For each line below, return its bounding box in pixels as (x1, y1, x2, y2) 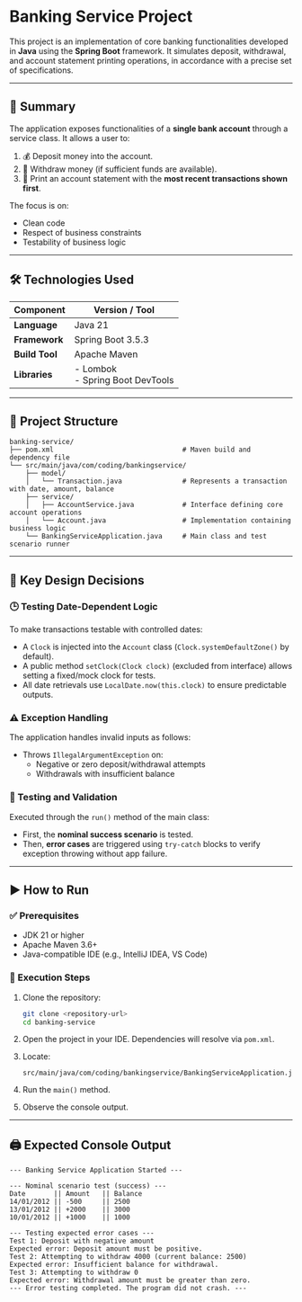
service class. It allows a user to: (9, 132, 130, 143)
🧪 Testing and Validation (9, 791, 118, 804)
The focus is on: (9, 200, 69, 210)
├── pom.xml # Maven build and (9, 445, 252, 455)
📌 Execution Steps (9, 971, 91, 984)
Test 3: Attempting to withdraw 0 (9, 1268, 139, 1278)
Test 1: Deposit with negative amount (9, 1236, 155, 1246)
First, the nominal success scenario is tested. (22, 829, 194, 840)
